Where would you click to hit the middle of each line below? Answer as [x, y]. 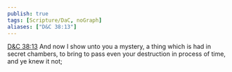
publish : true [28, 14]
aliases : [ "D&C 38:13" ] [42, 27]
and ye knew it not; [35, 62]
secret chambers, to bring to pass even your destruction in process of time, [117, 54]
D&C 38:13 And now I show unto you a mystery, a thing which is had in [109, 47]
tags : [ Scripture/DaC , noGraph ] [54, 20]
